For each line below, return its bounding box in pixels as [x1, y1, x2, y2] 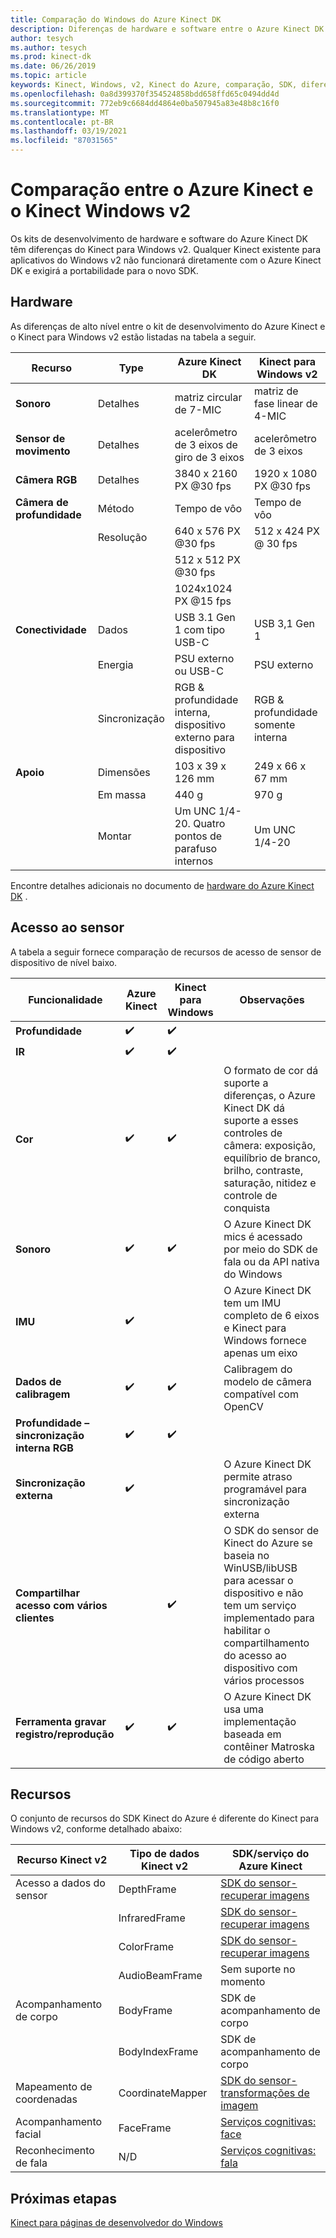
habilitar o [223, 1623, 271, 1637]
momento [220, 1975, 266, 1989]
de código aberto [223, 1752, 305, 1766]
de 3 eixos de [174, 437, 238, 451]
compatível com [223, 1387, 299, 1401]
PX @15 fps [174, 594, 232, 608]
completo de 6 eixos [223, 1308, 320, 1322]
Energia [97, 657, 134, 671]
